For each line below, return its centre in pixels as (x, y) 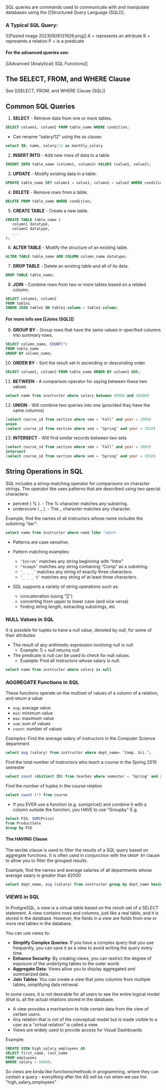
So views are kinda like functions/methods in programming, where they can (82, 1072)
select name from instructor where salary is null (59, 670)
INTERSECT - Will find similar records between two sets (70, 438)
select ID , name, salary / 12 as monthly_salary (54, 146)
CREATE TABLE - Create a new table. (50, 211)
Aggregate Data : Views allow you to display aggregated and (74, 969)
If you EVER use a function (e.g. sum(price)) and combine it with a (80, 804)
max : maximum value (33, 718)
